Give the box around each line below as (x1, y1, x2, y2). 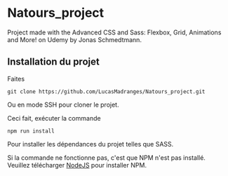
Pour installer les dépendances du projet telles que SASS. (7, 140, 174, 148)
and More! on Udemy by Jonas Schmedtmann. (7, 35, 142, 43)
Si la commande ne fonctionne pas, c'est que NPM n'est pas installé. (7, 153, 206, 162)
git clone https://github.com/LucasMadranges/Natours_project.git (7, 88, 206, 95)
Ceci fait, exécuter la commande (7, 114, 101, 122)
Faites (7, 74, 25, 83)
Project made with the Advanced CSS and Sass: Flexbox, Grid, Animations (7, 28, 222, 36)
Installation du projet (7, 56, 100, 68)
